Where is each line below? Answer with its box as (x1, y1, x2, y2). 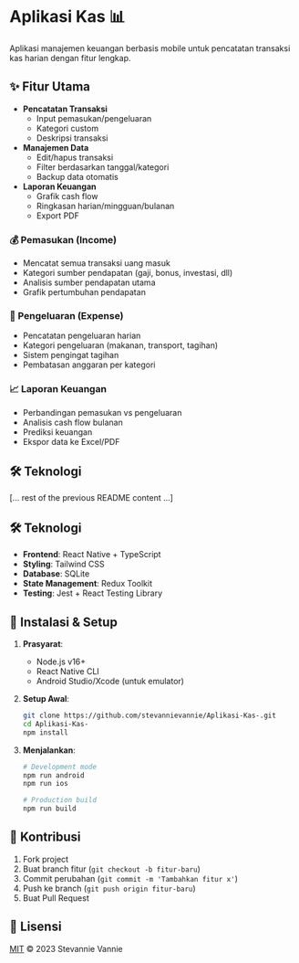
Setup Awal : (22, 693, 70, 704)
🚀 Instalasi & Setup (9, 614, 119, 630)
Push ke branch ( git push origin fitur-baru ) (22, 883, 196, 894)
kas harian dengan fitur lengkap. (9, 52, 131, 63)
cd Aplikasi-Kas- (22, 719, 89, 728)
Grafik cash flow (36, 190, 98, 201)
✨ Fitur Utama (9, 79, 91, 95)
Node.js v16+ (36, 656, 87, 667)
